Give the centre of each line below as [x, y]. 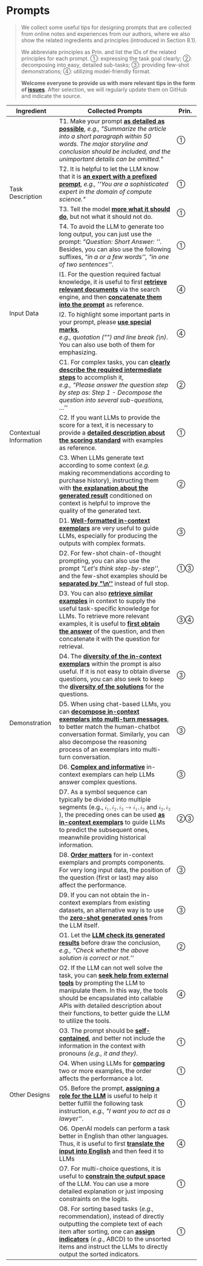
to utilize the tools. [85, 1020]
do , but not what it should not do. [106, 216]
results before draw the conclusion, [110, 942]
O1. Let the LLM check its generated [112, 935]
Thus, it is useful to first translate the [112, 1144]
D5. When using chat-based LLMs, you [115, 704]
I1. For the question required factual [110, 274]
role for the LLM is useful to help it [108, 1096]
